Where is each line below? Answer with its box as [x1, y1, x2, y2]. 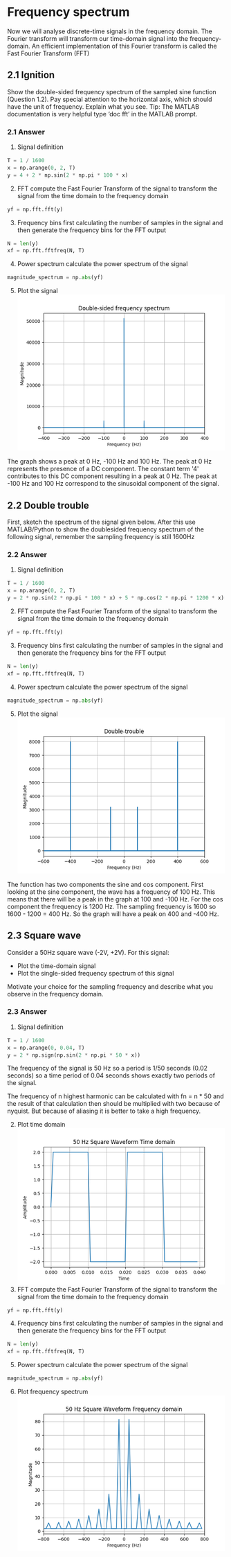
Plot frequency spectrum [17, 1387, 89, 1396]
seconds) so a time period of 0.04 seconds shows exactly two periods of [7, 1071, 216, 1080]
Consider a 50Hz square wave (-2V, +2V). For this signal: [7, 948, 169, 956]
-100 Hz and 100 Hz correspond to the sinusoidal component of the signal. [7, 480, 220, 488]
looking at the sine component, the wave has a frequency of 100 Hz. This [7, 888, 216, 896]
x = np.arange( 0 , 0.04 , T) [7, 1044, 85, 1051]
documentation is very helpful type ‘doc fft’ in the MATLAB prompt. [7, 109, 198, 118]
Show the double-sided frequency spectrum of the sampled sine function [7, 87, 216, 96]
